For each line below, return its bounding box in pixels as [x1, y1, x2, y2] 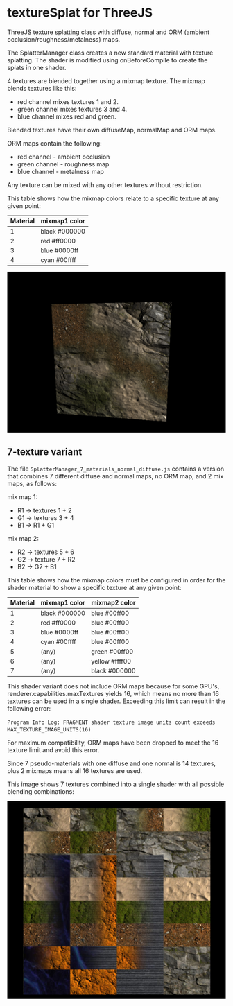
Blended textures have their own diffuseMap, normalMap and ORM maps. [7, 125, 217, 134]
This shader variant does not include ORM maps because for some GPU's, [7, 682, 220, 691]
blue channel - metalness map [17, 167, 104, 175]
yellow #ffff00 [91, 657, 132, 665]
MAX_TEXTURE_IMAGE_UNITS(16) [7, 726, 92, 733]
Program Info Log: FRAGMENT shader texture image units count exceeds [7, 719, 216, 726]
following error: [7, 704, 51, 712]
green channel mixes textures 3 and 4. [17, 105, 128, 113]
